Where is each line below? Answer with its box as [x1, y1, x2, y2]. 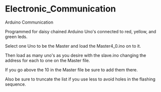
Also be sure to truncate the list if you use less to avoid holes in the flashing [5, 76, 156, 82]
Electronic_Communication [5, 3, 116, 14]
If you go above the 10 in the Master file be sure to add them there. [5, 66, 138, 73]
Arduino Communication [5, 19, 54, 25]
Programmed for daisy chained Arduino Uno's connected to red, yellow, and [5, 28, 156, 34]
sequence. [5, 81, 27, 87]
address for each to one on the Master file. [5, 57, 90, 63]
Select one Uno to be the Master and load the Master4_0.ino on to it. [5, 43, 141, 49]
